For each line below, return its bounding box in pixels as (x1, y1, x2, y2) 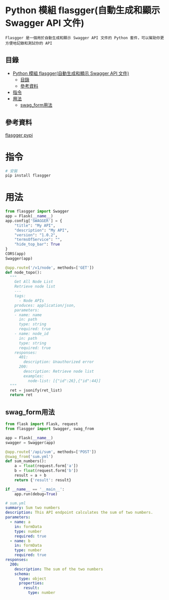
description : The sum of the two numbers (14, 567, 103, 572)
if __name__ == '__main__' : (5, 486, 65, 492)
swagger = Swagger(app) (5, 440, 56, 445)
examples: (23, 373, 44, 378)
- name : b (10, 538, 30, 543)
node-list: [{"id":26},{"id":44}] (27, 378, 101, 383)
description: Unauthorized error (23, 360, 94, 365)
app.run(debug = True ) (14, 491, 58, 497)
